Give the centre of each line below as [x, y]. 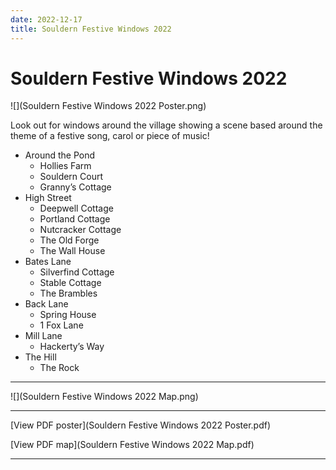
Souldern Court [71, 177]
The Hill [40, 357]
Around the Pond [60, 155]
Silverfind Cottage [77, 272]
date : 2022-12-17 [46, 19]
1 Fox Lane [61, 325]
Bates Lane [48, 262]
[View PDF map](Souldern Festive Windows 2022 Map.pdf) [132, 445]
